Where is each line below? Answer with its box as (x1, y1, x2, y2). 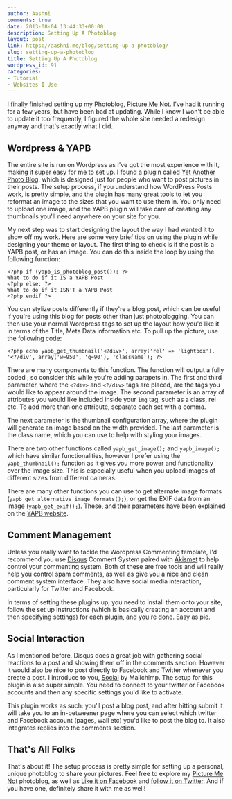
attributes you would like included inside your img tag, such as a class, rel (7, 396, 216, 404)
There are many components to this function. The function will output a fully (7, 366, 224, 374)
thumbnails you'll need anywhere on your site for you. (7, 212, 161, 220)
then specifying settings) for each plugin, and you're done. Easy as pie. (7, 613, 211, 621)
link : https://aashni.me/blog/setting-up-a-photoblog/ (7, 42, 169, 49)
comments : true (7, 17, 51, 24)
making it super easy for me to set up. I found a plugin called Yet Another (7, 168, 216, 177)
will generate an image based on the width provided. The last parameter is (7, 423, 220, 432)
